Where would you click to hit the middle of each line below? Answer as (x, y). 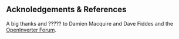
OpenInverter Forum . (31, 30)
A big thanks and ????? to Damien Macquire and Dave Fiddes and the (90, 23)
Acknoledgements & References (66, 10)
